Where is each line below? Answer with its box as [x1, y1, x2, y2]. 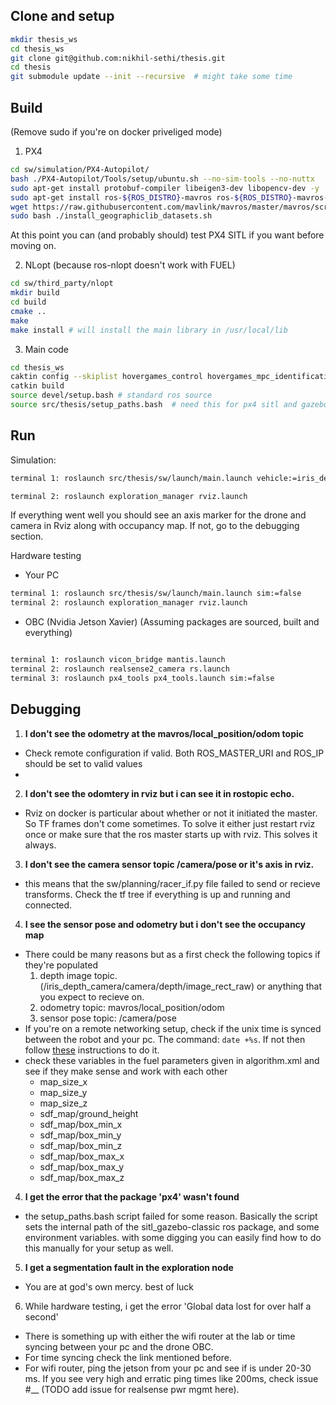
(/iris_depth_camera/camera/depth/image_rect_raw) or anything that [39, 980, 322, 992]
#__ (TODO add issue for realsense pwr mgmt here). [24, 1383, 240, 1395]
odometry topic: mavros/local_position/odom [39, 1001, 225, 1013]
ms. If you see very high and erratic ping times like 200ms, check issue [24, 1372, 319, 1384]
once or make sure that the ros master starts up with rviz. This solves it [24, 828, 318, 840]
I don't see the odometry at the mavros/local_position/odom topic [24, 727, 305, 739]
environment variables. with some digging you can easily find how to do [24, 1231, 322, 1243]
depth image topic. [39, 969, 118, 981]
